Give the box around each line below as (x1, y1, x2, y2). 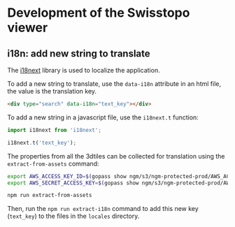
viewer (7, 20, 48, 36)
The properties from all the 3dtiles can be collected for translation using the (7, 152, 225, 160)
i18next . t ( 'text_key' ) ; (7, 139, 77, 146)
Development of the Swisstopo (7, 5, 190, 21)
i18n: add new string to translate (7, 47, 150, 59)
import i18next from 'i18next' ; (7, 126, 101, 133)
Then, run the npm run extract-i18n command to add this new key (7, 205, 199, 213)
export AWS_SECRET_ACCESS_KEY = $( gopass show (7, 180, 139, 186)
